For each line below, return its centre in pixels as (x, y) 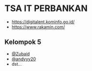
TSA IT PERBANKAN (46, 8)
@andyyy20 (24, 59)
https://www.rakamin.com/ (38, 27)
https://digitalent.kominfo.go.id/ (43, 22)
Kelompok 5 (23, 42)
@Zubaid (21, 54)
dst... (17, 64)
